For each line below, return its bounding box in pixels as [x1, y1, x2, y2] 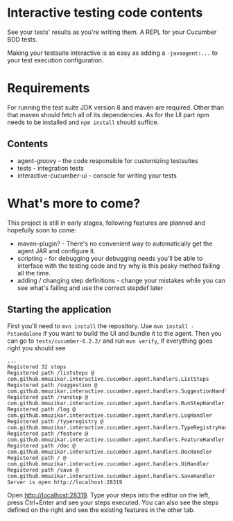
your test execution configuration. [7, 55, 104, 64]
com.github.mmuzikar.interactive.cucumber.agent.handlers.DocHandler [7, 449, 213, 456]
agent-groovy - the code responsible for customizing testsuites [17, 156, 199, 164]
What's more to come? [7, 196, 141, 211]
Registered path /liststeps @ [7, 370, 95, 377]
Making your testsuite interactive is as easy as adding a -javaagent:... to [7, 49, 218, 57]
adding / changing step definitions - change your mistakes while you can [17, 276, 226, 284]
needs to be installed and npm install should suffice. [7, 118, 159, 126]
